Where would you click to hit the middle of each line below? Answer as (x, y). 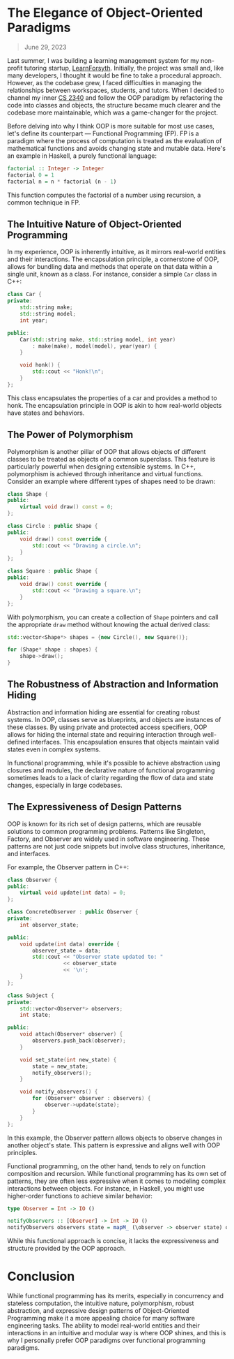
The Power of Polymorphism (70, 435)
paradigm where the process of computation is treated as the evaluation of (115, 140)
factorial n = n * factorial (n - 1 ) (62, 182)
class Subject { (31, 996)
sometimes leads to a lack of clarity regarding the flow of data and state (110, 777)
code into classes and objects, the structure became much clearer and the (114, 105)
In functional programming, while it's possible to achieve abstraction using (114, 763)
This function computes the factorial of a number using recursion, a (104, 195)
